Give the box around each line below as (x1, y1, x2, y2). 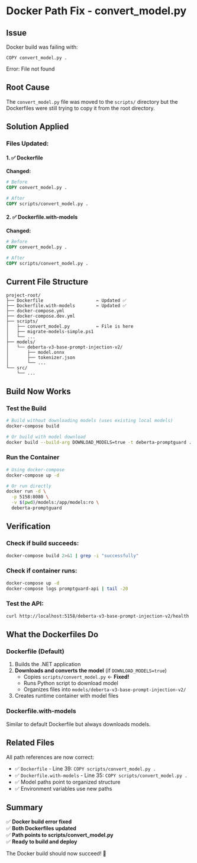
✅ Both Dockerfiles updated (6, 825, 77, 832)
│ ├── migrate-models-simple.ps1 (6, 329, 94, 335)
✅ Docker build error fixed (6, 818, 72, 825)
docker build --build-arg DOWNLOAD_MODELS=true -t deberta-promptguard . (6, 439, 192, 445)
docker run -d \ (6, 488, 46, 494)
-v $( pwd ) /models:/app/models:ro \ (11, 500, 99, 506)
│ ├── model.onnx (6, 350, 65, 356)
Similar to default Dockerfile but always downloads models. (6, 720, 151, 727)
